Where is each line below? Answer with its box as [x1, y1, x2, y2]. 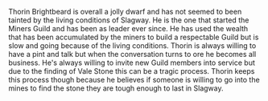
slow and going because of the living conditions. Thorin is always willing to [8, 41, 257, 50]
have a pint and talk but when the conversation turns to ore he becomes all [8, 50, 257, 59]
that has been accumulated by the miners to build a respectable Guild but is [8, 32, 259, 42]
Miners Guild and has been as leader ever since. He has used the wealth [8, 24, 249, 33]
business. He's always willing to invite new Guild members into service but [8, 58, 255, 67]
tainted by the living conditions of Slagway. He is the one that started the [8, 15, 249, 25]
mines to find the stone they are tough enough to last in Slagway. [8, 83, 224, 93]
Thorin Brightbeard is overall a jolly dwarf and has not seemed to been [8, 7, 242, 16]
